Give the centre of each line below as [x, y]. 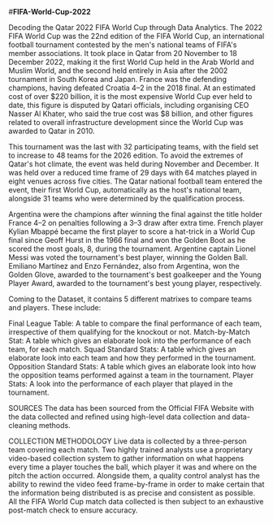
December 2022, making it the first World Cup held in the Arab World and [131, 62]
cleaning [23, 425]
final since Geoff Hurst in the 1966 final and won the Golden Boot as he [127, 240]
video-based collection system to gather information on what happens [126, 458]
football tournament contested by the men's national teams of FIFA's [123, 45]
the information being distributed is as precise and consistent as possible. [132, 493]
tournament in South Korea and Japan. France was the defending [118, 79]
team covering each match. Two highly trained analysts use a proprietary [131, 450]
